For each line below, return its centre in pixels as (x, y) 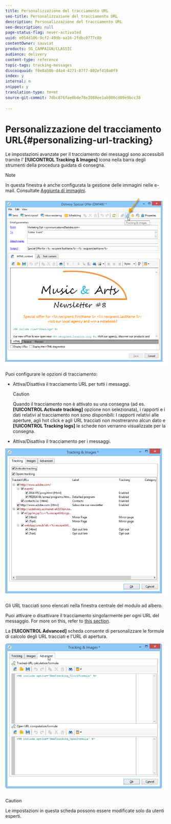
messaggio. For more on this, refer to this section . (58, 621)
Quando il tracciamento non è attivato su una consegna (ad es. (79, 404)
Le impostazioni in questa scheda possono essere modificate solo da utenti (85, 811)
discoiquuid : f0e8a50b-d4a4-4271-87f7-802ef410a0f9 (61, 70)
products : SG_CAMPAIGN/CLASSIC (39, 49)
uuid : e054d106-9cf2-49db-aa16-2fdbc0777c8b (54, 38)
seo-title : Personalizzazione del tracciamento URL (61, 16)
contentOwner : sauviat (29, 44)
